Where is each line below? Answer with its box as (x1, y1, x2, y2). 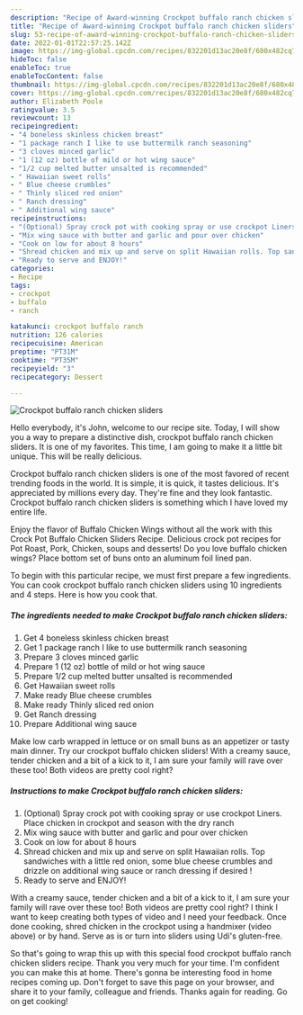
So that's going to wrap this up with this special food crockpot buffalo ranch (10, 948, 291, 959)
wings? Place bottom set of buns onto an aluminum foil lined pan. (10, 552, 253, 563)
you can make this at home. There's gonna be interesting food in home (10, 967, 272, 978)
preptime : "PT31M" (10, 347, 79, 356)
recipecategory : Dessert (10, 373, 103, 382)
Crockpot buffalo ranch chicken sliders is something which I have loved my (10, 497, 289, 508)
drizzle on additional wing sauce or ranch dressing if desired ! (22, 866, 253, 876)
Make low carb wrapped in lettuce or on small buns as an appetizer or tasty (10, 736, 290, 747)
